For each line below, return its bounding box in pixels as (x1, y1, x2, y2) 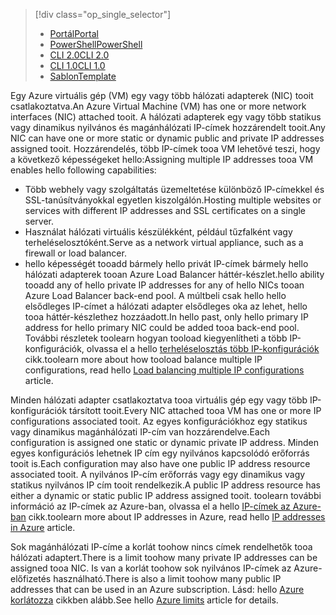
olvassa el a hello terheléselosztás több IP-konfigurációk (86, 343, 320, 354)
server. (24, 215, 55, 227)
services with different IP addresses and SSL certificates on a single (24, 205, 307, 216)
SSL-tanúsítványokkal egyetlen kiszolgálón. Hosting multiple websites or (24, 194, 322, 206)
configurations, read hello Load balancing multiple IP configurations (24, 364, 305, 376)
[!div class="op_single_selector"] (34, 9, 172, 20)
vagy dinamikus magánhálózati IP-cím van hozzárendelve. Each (10, 426, 270, 438)
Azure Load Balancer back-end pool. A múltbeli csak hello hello (24, 290, 287, 301)
